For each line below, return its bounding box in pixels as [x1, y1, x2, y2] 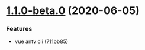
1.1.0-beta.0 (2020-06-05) [6, 4, 140, 17]
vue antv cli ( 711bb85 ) [14, 38, 69, 45]
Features [6, 25, 33, 33]
